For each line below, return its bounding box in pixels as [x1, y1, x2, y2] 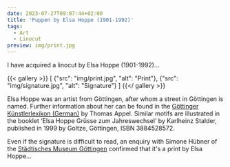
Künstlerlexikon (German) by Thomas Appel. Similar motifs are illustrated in [7, 109, 220, 118]
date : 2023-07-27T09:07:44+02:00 [7, 10, 103, 17]
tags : [7, 23, 23, 30]
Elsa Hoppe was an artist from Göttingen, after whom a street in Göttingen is [7, 95, 224, 103]
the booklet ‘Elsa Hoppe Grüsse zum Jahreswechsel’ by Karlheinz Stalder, [7, 117, 217, 124]
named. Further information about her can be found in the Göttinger [7, 102, 199, 110]
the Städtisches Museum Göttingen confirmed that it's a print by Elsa [7, 145, 203, 153]
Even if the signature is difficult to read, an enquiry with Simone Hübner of [7, 137, 218, 145]
